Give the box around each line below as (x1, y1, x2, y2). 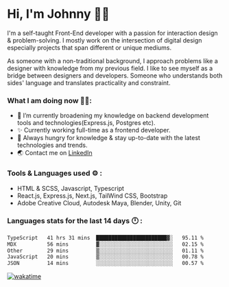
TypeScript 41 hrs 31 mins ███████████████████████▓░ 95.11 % (7, 234, 204, 241)
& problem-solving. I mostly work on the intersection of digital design (7, 36, 202, 44)
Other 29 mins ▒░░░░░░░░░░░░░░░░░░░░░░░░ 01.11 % (7, 247, 204, 254)
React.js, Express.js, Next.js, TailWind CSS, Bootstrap (16, 192, 168, 200)
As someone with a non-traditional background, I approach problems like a (7, 56, 218, 65)
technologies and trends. (16, 141, 88, 150)
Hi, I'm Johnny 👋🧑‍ (7, 6, 110, 22)
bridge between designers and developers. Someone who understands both (7, 71, 223, 80)
